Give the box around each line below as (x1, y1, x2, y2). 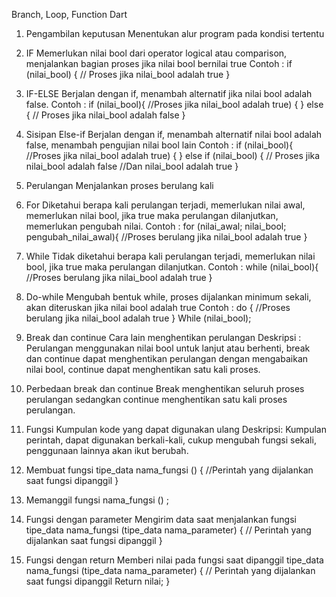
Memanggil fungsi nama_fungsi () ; (25, 494, 169, 506)
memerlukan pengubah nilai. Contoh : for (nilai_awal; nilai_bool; (25, 220, 287, 232)
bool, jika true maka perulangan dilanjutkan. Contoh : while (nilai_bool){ (25, 261, 319, 273)
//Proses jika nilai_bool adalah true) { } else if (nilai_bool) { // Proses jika (25, 150, 321, 161)
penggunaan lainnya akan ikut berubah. (25, 445, 189, 456)
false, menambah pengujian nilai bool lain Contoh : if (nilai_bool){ (25, 139, 294, 151)
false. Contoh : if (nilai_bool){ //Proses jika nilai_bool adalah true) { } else (25, 99, 324, 110)
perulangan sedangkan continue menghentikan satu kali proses (25, 394, 288, 405)
